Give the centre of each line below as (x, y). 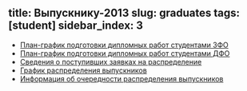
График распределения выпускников (84, 70)
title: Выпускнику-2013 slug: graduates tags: (124, 13)
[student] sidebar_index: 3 (76, 26)
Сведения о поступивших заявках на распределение (111, 61)
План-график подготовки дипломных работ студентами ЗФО (124, 45)
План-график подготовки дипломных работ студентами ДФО (125, 53)
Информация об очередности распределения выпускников (122, 78)
